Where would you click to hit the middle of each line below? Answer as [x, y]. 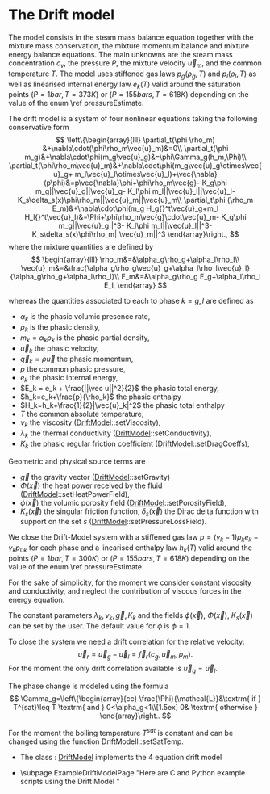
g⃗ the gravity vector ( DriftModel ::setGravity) [95, 477]
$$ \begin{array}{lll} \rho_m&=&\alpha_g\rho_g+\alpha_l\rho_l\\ [135, 259]
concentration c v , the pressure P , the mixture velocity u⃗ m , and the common [135, 64]
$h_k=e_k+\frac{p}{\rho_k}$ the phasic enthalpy [100, 397]
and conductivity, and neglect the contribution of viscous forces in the [125, 590]
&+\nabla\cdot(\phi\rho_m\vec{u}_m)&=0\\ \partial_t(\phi [135, 149]
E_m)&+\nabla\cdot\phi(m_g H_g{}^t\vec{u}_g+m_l [135, 208]
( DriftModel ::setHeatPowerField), [75, 494]
